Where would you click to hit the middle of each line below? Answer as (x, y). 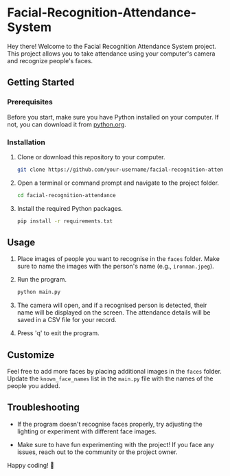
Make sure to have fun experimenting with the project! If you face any (115, 444)
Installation (26, 142)
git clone (31, 170)
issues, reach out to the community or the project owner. (97, 452)
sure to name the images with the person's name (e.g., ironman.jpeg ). (115, 267)
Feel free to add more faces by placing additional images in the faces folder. (114, 372)
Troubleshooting (44, 408)
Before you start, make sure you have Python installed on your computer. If (113, 117)
